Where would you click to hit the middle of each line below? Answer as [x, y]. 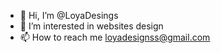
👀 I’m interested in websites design [91, 26]
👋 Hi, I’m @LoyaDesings [69, 15]
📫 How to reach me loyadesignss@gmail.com [115, 37]
